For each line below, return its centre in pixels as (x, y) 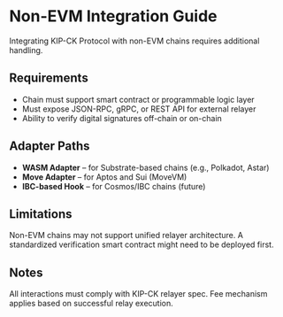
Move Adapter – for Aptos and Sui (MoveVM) (104, 177)
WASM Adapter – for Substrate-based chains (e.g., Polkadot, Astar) (145, 167)
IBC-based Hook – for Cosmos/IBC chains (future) (114, 186)
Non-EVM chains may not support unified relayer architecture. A (126, 236)
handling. (26, 50)
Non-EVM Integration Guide (114, 16)
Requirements (49, 78)
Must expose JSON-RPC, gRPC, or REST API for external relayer (139, 109)
